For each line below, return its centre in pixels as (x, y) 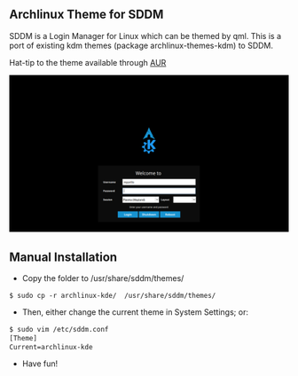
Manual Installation (63, 257)
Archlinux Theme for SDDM (86, 15)
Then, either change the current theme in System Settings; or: (135, 312)
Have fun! (40, 364)
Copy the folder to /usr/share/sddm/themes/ (103, 278)
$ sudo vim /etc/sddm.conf (59, 330)
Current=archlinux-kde (51, 348)
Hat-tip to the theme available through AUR (88, 62)
